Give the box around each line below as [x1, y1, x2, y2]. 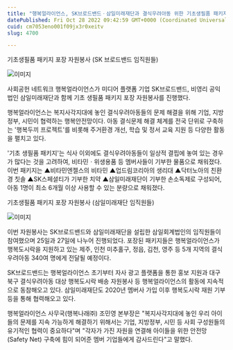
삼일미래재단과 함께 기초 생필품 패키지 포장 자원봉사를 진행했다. [19, 94, 191, 102]
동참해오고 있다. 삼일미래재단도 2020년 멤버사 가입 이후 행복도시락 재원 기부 [19, 286, 226, 295]
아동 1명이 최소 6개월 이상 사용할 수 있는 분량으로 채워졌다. [7, 184, 165, 192]
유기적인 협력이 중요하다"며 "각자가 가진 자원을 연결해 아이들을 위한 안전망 [7, 326, 207, 335]
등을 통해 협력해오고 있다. [7, 295, 76, 303]
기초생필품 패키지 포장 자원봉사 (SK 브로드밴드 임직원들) [7, 55, 159, 64]
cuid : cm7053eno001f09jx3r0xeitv [7, 23, 104, 30]
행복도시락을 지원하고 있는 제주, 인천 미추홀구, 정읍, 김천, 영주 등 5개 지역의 [7, 245, 210, 254]
